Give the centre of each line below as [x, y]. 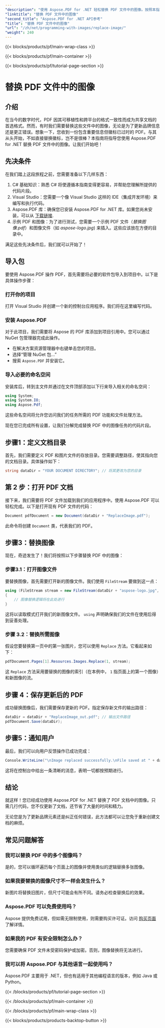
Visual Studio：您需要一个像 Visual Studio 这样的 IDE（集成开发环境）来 [85, 197]
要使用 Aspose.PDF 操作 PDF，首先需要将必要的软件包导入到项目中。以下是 [82, 274]
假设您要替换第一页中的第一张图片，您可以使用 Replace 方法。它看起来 [76, 646]
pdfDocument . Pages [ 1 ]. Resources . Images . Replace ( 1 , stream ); [68, 662]
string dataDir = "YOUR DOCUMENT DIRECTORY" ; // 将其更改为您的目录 [73, 471]
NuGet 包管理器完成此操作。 [34, 338]
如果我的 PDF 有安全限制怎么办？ [44, 938]
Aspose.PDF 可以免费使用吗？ [41, 907]
